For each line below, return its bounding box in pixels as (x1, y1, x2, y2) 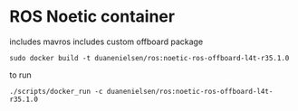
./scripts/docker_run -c (9, 87, 103, 96)
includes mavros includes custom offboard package (9, 36, 204, 47)
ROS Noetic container (9, 6, 175, 27)
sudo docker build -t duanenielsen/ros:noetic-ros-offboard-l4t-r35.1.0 (9, 53, 290, 62)
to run (9, 69, 32, 80)
